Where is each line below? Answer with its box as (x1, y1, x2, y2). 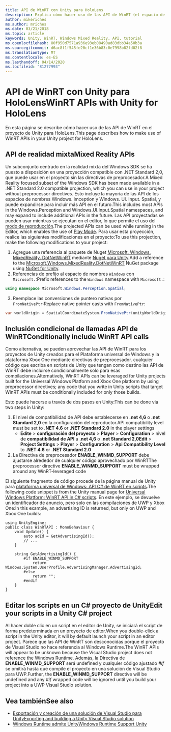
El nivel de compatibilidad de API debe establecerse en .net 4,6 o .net (12, 414, 160, 420)
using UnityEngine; (5, 520, 47, 525)
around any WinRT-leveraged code (12, 469, 87, 475)
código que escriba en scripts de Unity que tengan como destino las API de (5, 362, 164, 368)
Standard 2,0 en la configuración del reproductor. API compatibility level (12, 420, 164, 426)
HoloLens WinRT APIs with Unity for (5, 97, 158, 108)
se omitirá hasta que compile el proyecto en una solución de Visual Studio (5, 666, 160, 672)
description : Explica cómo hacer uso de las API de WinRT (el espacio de (5, 12, 165, 17)
